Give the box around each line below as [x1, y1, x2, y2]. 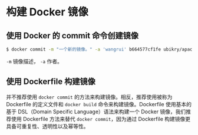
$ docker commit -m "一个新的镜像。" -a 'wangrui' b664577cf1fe [6, 46, 161, 52]
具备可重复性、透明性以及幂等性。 [6, 123, 89, 130]
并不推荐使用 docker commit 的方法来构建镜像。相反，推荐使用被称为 [6, 93, 173, 100]
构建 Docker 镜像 [6, 5, 88, 19]
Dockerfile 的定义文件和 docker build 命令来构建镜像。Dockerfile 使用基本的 [6, 100, 192, 107]
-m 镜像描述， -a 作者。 [6, 58, 63, 65]
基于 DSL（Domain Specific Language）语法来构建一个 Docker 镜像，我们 [6, 108, 186, 115]
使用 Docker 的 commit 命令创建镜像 [6, 31, 139, 41]
